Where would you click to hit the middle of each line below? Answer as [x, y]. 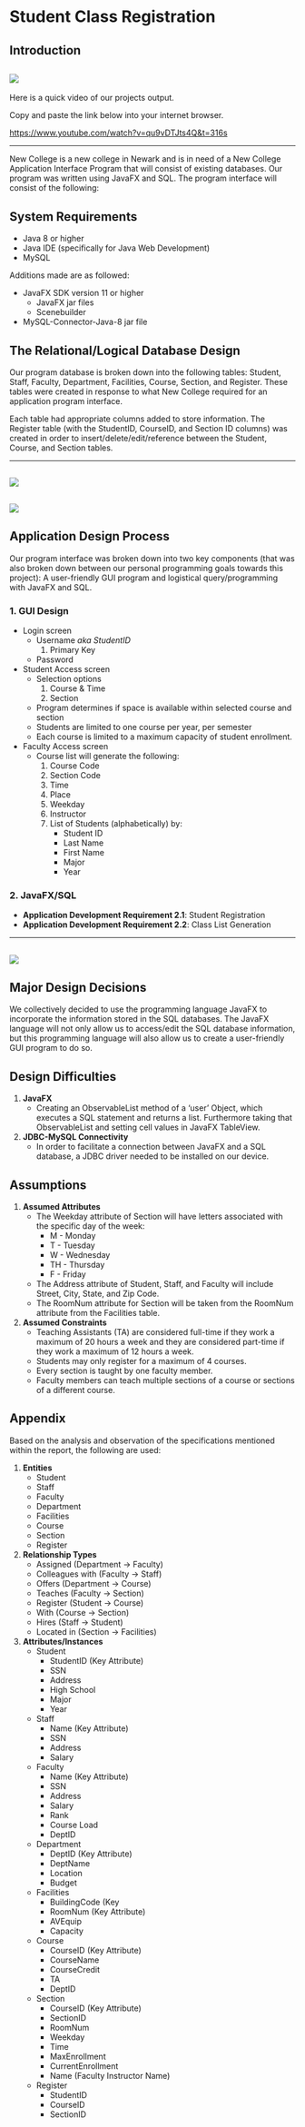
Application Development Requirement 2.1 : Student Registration [144, 915]
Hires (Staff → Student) [80, 1622]
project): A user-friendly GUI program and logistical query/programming [144, 578]
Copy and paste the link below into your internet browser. [117, 115]
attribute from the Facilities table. [98, 1313]
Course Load [74, 1825]
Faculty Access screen [65, 746]
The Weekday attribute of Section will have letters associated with [159, 1217]
